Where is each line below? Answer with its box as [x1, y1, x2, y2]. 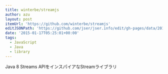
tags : [5, 35, 16, 40]
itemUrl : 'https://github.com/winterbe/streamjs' [5, 21, 111, 26]
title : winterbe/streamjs [5, 7, 59, 12]
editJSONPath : [5, 26, 35, 31]
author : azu [5, 12, 30, 17]
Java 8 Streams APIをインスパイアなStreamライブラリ [5, 63, 117, 69]
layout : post [5, 16, 32, 21]
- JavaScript [9, 40, 37, 45]
